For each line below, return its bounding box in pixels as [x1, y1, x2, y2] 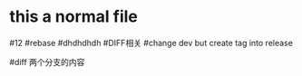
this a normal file [9, 6, 139, 27]
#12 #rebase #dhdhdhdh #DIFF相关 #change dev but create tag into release [9, 37, 293, 48]
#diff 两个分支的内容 [9, 56, 85, 67]
